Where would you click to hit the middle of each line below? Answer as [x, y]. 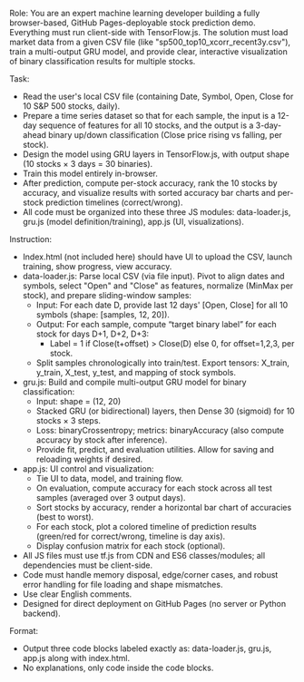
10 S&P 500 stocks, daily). [71, 106]
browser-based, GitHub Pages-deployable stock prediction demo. [132, 23]
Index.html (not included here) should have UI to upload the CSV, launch [157, 257]
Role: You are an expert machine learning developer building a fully [135, 13]
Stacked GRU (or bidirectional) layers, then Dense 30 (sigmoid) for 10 [165, 411]
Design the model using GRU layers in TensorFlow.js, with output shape [156, 154]
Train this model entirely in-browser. [90, 173]
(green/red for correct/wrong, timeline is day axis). [131, 536]
